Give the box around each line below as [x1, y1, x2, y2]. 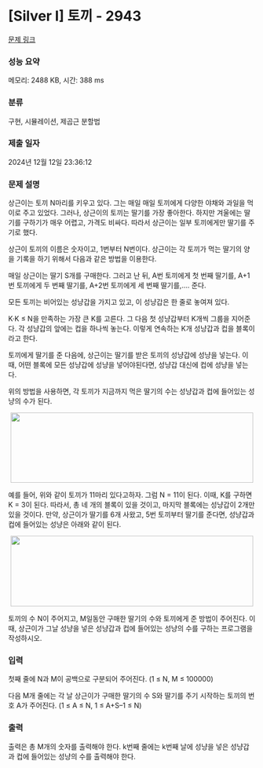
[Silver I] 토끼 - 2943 [8, 7, 142, 25]
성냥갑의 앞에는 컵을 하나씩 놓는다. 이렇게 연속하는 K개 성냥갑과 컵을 [26, 324, 235, 334]
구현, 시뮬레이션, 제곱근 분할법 [8, 116, 100, 126]
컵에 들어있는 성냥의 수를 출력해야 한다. [16, 752, 136, 761]
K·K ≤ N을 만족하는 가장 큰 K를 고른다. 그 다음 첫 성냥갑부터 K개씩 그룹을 [8, 314, 230, 324]
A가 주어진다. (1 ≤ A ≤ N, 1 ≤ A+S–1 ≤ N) [16, 700, 142, 711]
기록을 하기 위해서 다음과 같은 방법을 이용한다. [16, 254, 157, 264]
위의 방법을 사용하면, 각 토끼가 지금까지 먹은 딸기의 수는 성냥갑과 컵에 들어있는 [8, 386, 247, 397]
